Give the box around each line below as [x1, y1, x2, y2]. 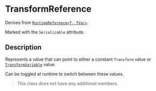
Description [5, 43, 42, 52]
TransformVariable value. [5, 61, 56, 67]
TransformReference [5, 3, 92, 15]
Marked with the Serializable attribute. [5, 29, 85, 35]
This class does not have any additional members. [17, 80, 118, 86]
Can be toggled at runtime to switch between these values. [5, 71, 124, 77]
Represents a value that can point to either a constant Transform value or [5, 56, 152, 62]
